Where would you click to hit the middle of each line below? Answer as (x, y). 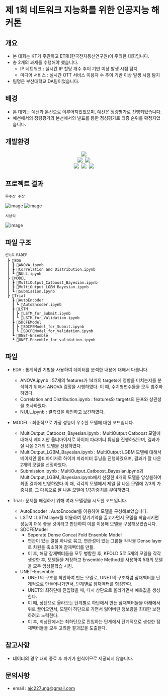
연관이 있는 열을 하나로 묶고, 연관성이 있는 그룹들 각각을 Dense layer (95, 541)
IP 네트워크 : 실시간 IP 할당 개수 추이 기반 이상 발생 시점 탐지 (79, 69)
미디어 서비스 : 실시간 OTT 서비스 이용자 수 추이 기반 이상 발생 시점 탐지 (90, 75)
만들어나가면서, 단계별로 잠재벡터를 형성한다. (89, 584)
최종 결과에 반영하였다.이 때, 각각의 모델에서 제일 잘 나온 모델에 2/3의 (88, 484)
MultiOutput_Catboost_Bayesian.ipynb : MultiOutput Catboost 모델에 (90, 433)
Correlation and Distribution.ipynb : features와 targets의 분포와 (84, 399)
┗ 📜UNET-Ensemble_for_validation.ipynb (54, 340)
